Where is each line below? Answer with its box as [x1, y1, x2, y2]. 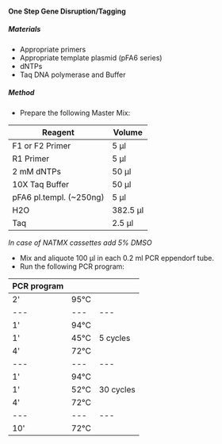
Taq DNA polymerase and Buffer [19, 70, 126, 79]
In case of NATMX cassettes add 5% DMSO [8, 238, 152, 247]
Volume [113, 127, 143, 138]
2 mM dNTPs [12, 166, 62, 177]
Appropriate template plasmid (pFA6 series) [19, 52, 163, 63]
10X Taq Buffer [12, 178, 70, 189]
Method [8, 88, 35, 98]
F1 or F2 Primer [12, 140, 71, 151]
